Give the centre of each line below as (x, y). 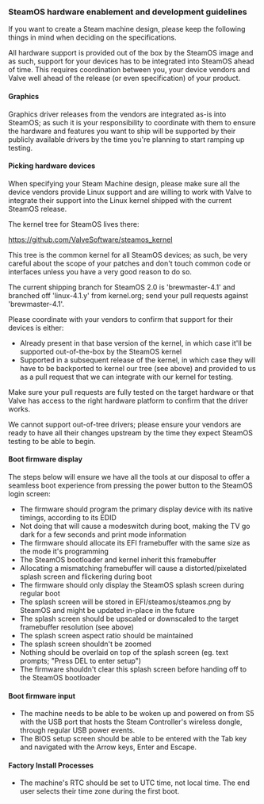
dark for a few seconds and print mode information (103, 534)
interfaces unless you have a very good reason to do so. (100, 271)
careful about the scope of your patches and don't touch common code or (130, 263)
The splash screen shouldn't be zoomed (86, 644)
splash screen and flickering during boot (86, 576)
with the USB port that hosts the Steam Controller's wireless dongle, (131, 722)
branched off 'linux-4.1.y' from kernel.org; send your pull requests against (128, 295)
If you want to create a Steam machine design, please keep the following (127, 29)
